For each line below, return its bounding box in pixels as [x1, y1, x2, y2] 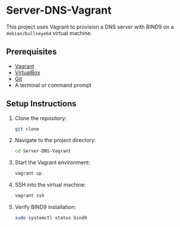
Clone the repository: [14, 114, 67, 122]
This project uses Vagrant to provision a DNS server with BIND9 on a [6, 23, 174, 30]
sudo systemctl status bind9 [14, 215, 87, 221]
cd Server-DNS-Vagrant [14, 148, 71, 155]
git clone [14, 126, 40, 132]
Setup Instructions [6, 99, 77, 109]
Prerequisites [6, 47, 57, 57]
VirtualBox [14, 69, 40, 76]
